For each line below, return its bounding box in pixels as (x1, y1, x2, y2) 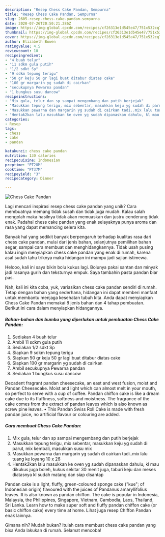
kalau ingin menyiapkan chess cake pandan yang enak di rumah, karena (5, 249, 151, 256)
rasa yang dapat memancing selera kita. (5, 224, 86, 230)
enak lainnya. (5, 512, 32, 519)
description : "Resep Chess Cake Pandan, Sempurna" (5, 7, 111, 12)
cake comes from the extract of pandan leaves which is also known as (5, 401, 147, 407)
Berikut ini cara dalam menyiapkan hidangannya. (5, 305, 104, 311)
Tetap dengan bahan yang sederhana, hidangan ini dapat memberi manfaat (5, 290, 158, 296)
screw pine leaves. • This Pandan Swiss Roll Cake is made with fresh (5, 406, 145, 412)
